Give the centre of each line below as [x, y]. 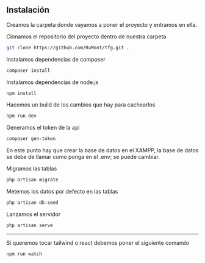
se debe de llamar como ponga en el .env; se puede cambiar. [83, 157]
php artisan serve [30, 225]
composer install [28, 70]
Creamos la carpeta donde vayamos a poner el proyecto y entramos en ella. [102, 24]
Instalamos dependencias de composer [56, 59]
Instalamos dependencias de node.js [52, 82]
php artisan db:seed [33, 203]
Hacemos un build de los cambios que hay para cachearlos [81, 105]
